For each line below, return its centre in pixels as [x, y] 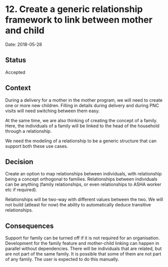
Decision [19, 162]
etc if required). [21, 190]
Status [16, 60]
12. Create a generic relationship [74, 9]
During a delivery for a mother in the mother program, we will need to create [84, 100]
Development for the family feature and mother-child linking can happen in [82, 243]
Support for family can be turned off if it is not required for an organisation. [82, 238]
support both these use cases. [37, 146]
